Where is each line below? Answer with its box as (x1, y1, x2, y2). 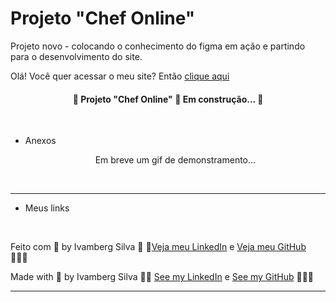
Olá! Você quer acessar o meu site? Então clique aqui (10, 70, 230, 82)
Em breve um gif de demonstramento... (94, 154, 257, 166)
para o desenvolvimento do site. (10, 50, 143, 62)
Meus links (24, 202, 70, 214)
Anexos (24, 135, 57, 147)
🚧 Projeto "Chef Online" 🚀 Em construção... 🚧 (72, 93, 264, 105)
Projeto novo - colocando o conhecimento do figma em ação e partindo (10, 40, 306, 52)
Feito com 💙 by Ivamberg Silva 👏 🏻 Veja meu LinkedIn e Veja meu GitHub (10, 241, 307, 253)
